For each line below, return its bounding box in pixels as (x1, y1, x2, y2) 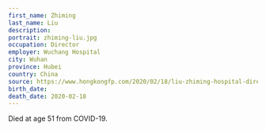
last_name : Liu (8, 19, 59, 27)
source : (8, 77, 34, 85)
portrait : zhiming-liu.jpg (8, 33, 97, 42)
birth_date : (8, 84, 47, 93)
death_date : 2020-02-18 (8, 92, 87, 100)
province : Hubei (8, 63, 62, 71)
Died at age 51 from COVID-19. (8, 114, 108, 123)
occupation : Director (8, 41, 80, 49)
